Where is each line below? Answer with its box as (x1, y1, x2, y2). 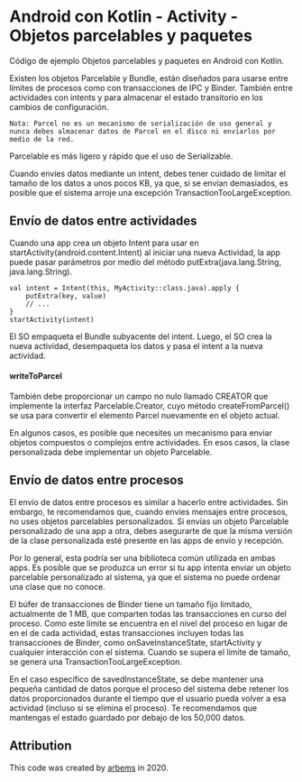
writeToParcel (9, 371, 63, 382)
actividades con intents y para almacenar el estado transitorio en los (9, 92, 263, 103)
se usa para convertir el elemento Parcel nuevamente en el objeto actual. (9, 409, 280, 420)
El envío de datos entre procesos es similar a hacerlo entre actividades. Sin (9, 496, 288, 507)
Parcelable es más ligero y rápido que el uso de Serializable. (9, 151, 233, 161)
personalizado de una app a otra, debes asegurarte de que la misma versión (9, 525, 293, 536)
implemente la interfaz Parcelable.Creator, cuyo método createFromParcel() (9, 400, 290, 411)
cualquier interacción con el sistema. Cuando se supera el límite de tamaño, (9, 647, 291, 658)
